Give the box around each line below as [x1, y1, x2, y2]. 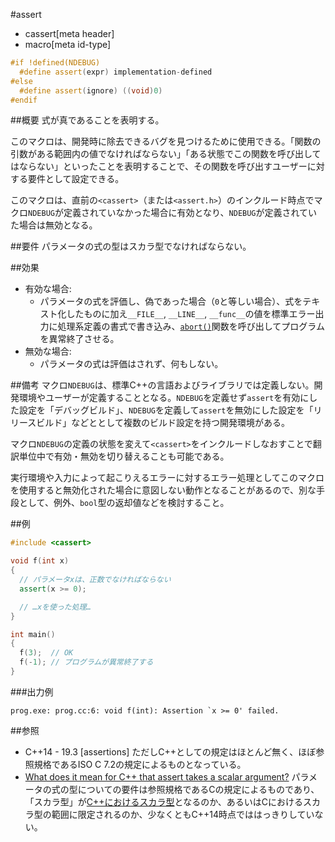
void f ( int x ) [10, 556, 70, 566]
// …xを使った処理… [19, 602, 92, 612]
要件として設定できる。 [27, 173, 125, 185]
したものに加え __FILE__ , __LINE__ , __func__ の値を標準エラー [66, 308, 316, 320]
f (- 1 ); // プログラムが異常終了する [19, 657, 154, 668]
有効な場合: [24, 283, 72, 295]
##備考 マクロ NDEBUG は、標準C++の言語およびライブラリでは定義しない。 [10, 379, 315, 391]
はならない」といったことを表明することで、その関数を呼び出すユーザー [10, 160, 308, 173]
